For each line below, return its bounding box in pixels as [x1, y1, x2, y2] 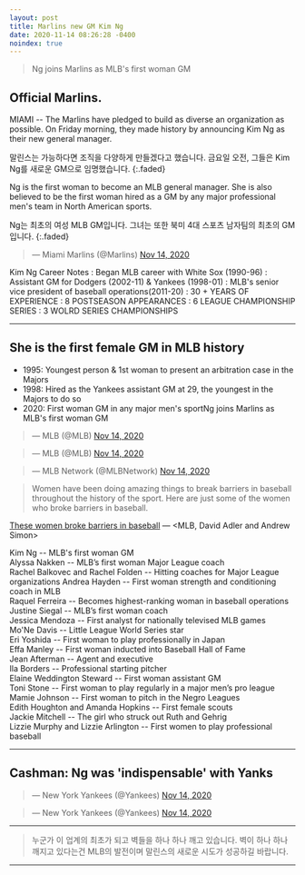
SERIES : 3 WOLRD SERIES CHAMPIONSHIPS [9, 305, 179, 316]
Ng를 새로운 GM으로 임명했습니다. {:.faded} [9, 164, 166, 174]
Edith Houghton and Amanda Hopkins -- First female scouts [9, 701, 233, 712]
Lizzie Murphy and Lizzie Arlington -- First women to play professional [9, 721, 272, 731]
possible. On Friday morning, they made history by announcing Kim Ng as [9, 124, 286, 134]
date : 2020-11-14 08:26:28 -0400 [9, 30, 136, 39]
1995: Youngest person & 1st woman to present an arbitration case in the [22, 364, 294, 375]
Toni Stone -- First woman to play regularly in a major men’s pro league [9, 682, 275, 693]
